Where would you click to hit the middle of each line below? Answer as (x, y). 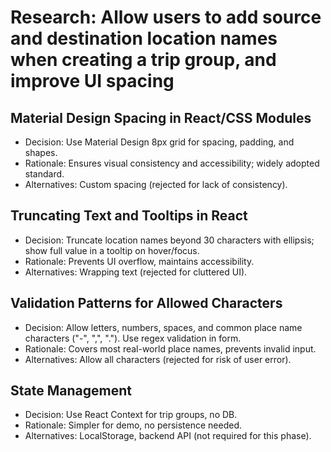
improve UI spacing (92, 81)
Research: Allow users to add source (166, 17)
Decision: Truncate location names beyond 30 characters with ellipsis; (169, 240)
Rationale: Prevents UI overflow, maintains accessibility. (139, 261)
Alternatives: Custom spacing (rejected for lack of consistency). (156, 184)
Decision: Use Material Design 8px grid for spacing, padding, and (159, 142)
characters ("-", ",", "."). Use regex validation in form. (133, 338)
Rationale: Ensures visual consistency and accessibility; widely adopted (172, 163)
